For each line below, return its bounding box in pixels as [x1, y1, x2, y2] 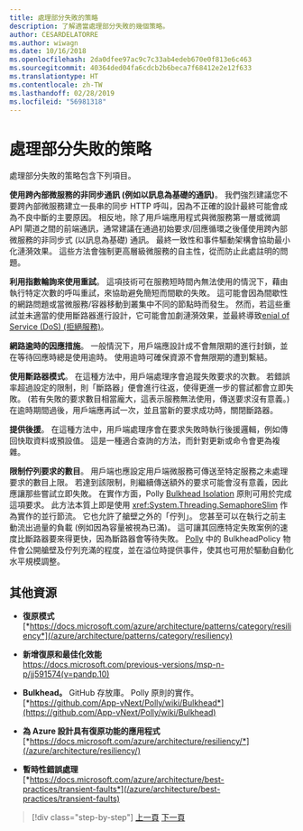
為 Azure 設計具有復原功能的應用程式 [22, 725, 161, 736]
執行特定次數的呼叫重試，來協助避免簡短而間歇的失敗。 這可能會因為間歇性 [9, 288, 289, 299]
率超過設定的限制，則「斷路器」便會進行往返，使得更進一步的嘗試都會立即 [9, 383, 286, 393]
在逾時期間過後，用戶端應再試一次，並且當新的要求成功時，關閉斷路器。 [9, 405, 278, 416]
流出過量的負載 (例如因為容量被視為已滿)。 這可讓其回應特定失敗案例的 [16, 522, 281, 533]
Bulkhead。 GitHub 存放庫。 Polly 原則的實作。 [22, 688, 199, 698]
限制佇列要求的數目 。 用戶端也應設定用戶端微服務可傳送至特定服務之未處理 [9, 466, 289, 476]
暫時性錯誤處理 [22, 764, 78, 775]
